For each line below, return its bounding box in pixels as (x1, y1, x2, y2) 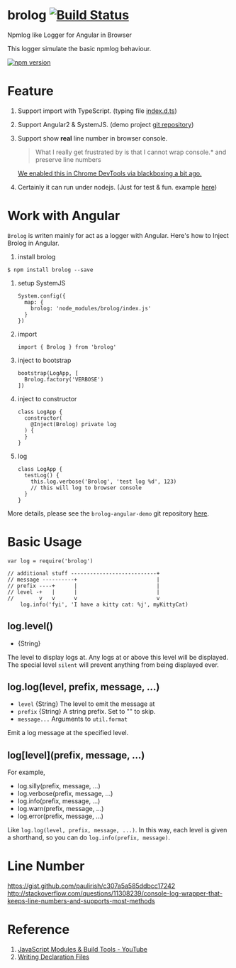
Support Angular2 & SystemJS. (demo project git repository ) (17, 120, 194, 129)
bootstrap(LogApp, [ (17, 369, 79, 376)
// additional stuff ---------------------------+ (7, 570, 160, 577)
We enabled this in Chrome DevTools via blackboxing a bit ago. (17, 169, 202, 178)
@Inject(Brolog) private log (30, 420, 117, 428)
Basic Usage (7, 534, 82, 550)
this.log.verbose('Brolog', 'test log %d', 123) (30, 478, 177, 485)
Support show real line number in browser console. (17, 134, 168, 142)
